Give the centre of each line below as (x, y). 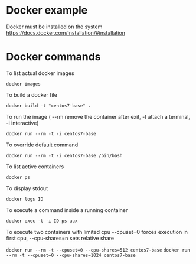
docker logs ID (25, 199)
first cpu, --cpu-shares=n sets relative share (60, 238)
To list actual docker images (40, 73)
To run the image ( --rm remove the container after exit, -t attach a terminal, (98, 116)
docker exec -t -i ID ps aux (42, 221)
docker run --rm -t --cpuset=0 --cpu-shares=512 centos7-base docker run (98, 250)
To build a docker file (32, 94)
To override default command (42, 145)
